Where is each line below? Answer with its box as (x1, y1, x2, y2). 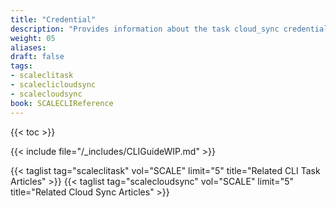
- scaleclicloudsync (10, 80, 97, 90)
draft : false (10, 52, 65, 62)
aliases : (10, 42, 47, 53)
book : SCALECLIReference (10, 98, 114, 108)
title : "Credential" (10, 14, 97, 25)
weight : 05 (10, 33, 56, 43)
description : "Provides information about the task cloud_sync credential (10, 24, 329, 34)
